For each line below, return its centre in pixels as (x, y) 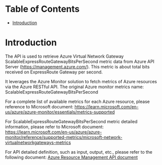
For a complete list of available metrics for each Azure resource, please (78, 101)
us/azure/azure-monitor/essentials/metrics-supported (60, 112)
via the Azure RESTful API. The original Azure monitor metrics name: (75, 87)
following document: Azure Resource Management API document (71, 157)
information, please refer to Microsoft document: (54, 127)
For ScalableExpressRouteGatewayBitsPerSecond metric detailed (71, 121)
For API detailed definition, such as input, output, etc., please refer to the (79, 152)
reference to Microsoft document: (39, 106)
